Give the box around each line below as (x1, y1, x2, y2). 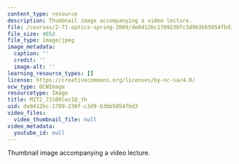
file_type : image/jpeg (7, 37, 75, 44)
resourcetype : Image (7, 89, 69, 97)
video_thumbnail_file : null (14, 116, 97, 123)
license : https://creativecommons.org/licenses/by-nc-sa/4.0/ (7, 76, 196, 84)
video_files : (7, 109, 46, 116)
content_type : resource (7, 10, 78, 18)
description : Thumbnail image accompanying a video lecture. (7, 17, 193, 24)
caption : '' (14, 50, 50, 58)
